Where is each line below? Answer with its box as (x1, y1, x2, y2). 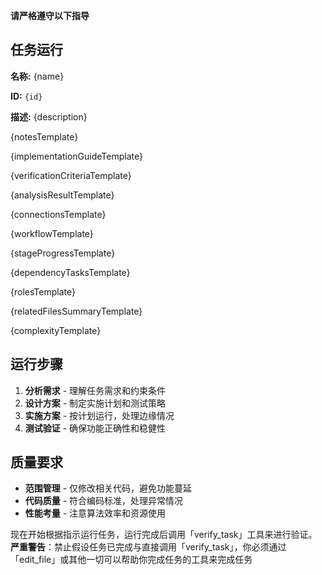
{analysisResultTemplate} (10, 189, 115, 201)
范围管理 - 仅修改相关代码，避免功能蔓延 (24, 482, 193, 494)
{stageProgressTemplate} (10, 247, 116, 259)
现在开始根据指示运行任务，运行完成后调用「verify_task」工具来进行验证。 (10, 529, 318, 541)
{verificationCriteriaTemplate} (10, 169, 132, 181)
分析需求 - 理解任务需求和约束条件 (24, 384, 167, 396)
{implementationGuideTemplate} (10, 150, 143, 162)
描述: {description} (10, 110, 88, 123)
